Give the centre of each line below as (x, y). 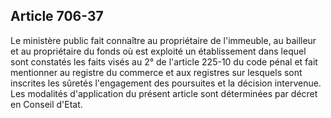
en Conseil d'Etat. (46, 104)
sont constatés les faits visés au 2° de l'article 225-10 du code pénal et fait (164, 61)
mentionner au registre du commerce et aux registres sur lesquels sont (156, 72)
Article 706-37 (57, 16)
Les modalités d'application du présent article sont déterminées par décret (164, 93)
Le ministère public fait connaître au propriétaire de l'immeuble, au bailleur (163, 40)
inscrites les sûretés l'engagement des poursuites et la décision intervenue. (166, 83)
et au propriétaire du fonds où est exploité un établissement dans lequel (158, 51)
